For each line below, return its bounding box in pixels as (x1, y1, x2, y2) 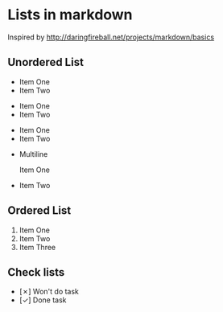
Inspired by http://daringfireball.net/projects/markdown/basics (7, 32, 215, 42)
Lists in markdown (7, 6, 134, 24)
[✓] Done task (19, 295, 67, 305)
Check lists (7, 265, 65, 279)
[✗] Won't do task (19, 287, 80, 297)
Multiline (19, 149, 48, 158)
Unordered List (7, 55, 84, 69)
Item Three (19, 242, 56, 252)
